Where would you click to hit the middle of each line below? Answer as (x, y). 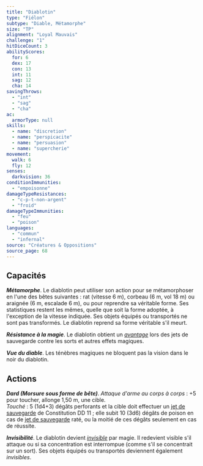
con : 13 (22, 69)
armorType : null (32, 120)
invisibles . (19, 457)
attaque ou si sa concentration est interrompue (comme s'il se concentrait (99, 444)
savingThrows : (24, 92)
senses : (16, 171)
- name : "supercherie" (41, 148)
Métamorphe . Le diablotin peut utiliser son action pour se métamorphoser (100, 290)
